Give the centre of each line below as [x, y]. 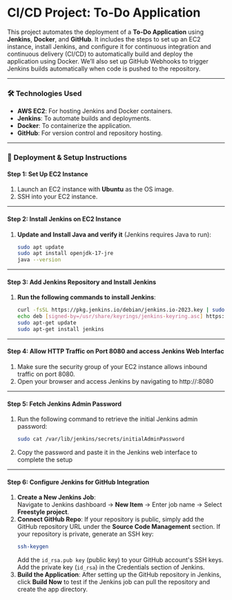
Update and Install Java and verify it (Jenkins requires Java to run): [114, 234]
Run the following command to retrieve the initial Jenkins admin [107, 419]
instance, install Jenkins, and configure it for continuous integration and [109, 46]
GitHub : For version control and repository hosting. [90, 133]
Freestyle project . [43, 512]
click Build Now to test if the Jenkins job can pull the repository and [114, 582]
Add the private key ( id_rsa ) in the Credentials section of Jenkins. [111, 568]
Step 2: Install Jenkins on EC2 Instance [64, 218]
